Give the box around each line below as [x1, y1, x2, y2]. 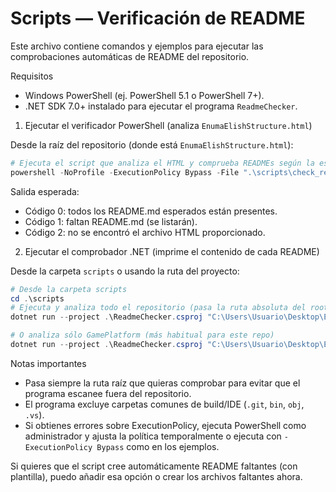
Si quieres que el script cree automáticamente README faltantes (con [10, 460, 298, 472]
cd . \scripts [10, 293, 65, 304]
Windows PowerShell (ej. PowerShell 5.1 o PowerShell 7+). [24, 89, 265, 101]
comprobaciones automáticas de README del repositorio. [10, 50, 250, 62]
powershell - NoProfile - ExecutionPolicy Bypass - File [10, 167, 240, 177]
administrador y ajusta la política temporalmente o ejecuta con [24, 430, 282, 442]
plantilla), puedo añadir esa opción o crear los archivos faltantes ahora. [10, 470, 303, 482]
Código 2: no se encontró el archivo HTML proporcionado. [24, 226, 266, 238]
